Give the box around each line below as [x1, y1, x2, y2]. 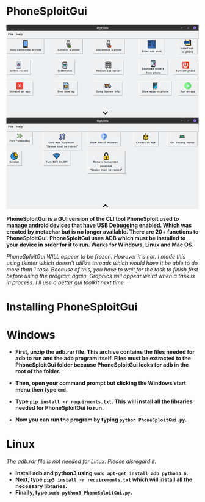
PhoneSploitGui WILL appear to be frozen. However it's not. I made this [6, 253, 186, 260]
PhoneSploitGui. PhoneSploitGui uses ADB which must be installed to [6, 234, 186, 242]
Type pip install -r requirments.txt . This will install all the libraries [15, 398, 193, 405]
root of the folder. [15, 367, 61, 375]
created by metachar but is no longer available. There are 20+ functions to [6, 228, 199, 235]
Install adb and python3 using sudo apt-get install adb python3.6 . [15, 469, 189, 476]
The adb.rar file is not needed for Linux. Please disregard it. [6, 457, 157, 465]
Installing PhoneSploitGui [6, 300, 138, 314]
